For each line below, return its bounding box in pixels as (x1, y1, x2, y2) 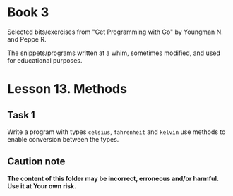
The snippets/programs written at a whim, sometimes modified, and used (7, 49, 221, 57)
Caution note (7, 156, 66, 168)
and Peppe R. (7, 35, 47, 43)
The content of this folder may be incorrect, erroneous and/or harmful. (7, 174, 219, 183)
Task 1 (7, 109, 35, 121)
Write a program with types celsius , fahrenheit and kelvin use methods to (7, 128, 226, 136)
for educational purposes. (7, 56, 83, 64)
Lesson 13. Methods (7, 81, 127, 97)
